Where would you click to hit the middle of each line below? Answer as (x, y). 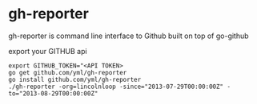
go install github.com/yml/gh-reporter (75, 79)
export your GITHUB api (48, 51)
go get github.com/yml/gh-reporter (68, 72)
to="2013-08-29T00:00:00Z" (53, 93)
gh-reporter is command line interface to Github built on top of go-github (129, 36)
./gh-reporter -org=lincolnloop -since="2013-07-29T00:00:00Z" (116, 87)
